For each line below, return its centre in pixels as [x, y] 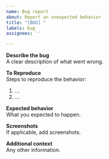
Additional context [29, 144]
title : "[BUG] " [26, 22]
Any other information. [33, 150]
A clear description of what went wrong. [55, 62]
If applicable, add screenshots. [44, 132]
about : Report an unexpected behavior [54, 17]
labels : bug [21, 28]
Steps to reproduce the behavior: [46, 79]
